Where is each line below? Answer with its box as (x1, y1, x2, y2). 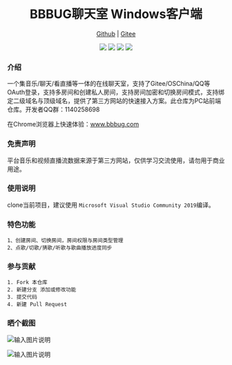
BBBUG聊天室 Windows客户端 (30, 6, 202, 22)
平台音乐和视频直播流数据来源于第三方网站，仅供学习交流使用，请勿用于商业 (7, 156, 225, 165)
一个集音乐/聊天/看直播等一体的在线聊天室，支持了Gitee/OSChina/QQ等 (7, 79, 211, 88)
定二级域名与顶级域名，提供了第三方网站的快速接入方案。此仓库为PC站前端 (7, 97, 222, 105)
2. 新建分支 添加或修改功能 (7, 286, 77, 294)
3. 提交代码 (7, 294, 38, 301)
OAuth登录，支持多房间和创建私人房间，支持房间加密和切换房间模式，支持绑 (7, 88, 225, 97)
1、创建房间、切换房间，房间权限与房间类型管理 (7, 237, 124, 244)
